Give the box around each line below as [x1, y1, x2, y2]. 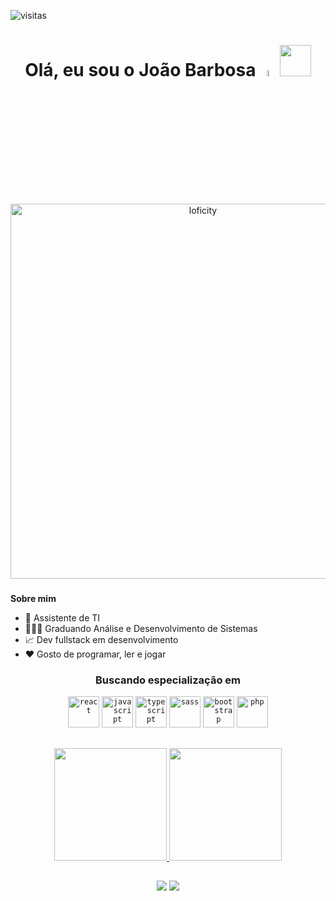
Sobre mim [10, 593, 57, 605]
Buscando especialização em [95, 673, 241, 687]
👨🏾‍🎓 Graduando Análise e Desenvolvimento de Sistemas [24, 623, 258, 635]
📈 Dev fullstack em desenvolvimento [24, 634, 179, 646]
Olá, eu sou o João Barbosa [24, 59, 257, 82]
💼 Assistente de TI [24, 612, 101, 624]
